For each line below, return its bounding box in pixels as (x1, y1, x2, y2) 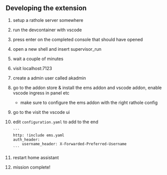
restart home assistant (12, 154, 59, 161)
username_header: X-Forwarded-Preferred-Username (22, 141, 127, 146)
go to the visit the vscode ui (12, 109, 70, 115)
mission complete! (12, 164, 51, 170)
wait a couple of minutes (12, 56, 64, 62)
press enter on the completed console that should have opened (12, 36, 143, 42)
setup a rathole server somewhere (12, 17, 83, 23)
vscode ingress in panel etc (12, 89, 70, 96)
